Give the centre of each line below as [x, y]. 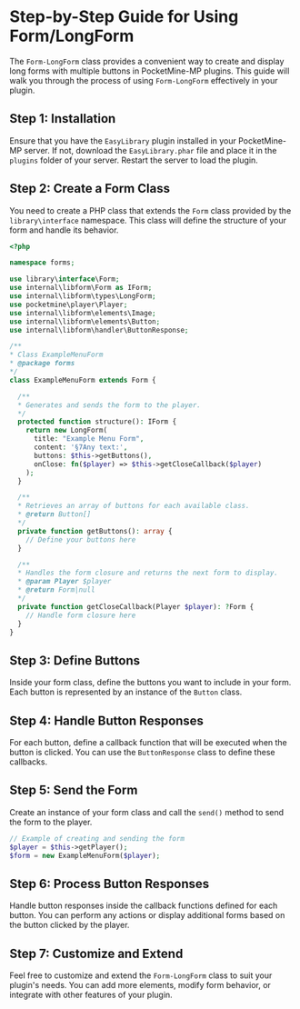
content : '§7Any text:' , [80, 447]
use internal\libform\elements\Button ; [85, 321]
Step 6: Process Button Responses [110, 884]
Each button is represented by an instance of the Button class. [126, 692]
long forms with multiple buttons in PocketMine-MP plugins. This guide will [150, 71]
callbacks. [29, 762]
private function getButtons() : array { [95, 531]
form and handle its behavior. [64, 230]
